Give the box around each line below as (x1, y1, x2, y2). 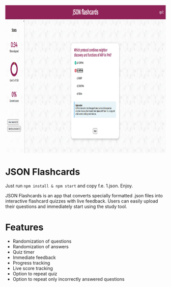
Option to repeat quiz (12, 271, 58, 277)
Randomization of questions (12, 238, 72, 244)
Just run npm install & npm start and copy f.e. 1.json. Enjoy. (5, 183, 133, 189)
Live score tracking (12, 265, 53, 272)
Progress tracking (12, 260, 50, 266)
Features (5, 221, 44, 233)
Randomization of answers (12, 244, 69, 250)
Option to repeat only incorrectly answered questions (12, 276, 125, 282)
